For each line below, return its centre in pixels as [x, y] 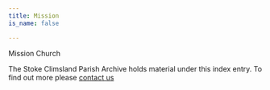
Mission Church [34, 53]
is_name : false [34, 23]
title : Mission [34, 16]
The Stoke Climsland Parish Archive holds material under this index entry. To [135, 68]
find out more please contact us [61, 77]
